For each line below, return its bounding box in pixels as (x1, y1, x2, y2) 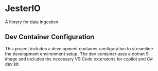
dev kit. (5, 61, 20, 67)
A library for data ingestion (5, 19, 59, 25)
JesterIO (5, 3, 41, 14)
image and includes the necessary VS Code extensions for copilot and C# (5, 56, 153, 62)
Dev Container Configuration (5, 33, 94, 41)
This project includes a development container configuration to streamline (5, 45, 153, 51)
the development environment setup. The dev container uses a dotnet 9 (5, 51, 149, 57)
